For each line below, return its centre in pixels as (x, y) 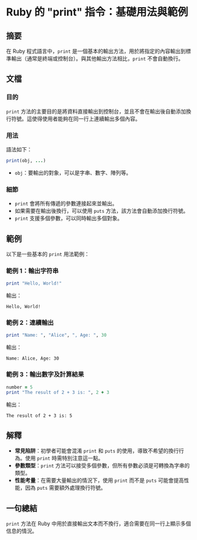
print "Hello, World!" (34, 284)
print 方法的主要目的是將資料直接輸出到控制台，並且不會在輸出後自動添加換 (99, 111)
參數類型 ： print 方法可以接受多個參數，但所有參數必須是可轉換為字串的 (102, 465)
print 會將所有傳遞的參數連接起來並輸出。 (66, 203)
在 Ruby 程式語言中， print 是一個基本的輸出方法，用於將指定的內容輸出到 (96, 51)
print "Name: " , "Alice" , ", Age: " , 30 (57, 335)
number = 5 (19, 387)
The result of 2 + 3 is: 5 (39, 416)
